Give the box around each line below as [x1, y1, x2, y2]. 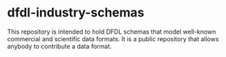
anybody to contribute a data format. [7, 42, 112, 50]
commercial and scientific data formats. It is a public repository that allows [7, 34, 219, 43]
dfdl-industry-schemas [7, 5, 145, 21]
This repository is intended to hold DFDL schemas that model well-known [7, 27, 216, 36]
